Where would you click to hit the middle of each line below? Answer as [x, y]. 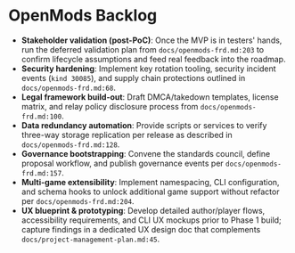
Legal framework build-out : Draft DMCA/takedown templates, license [150, 97]
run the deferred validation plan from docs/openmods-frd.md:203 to [143, 49]
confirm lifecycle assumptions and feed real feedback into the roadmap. [153, 59]
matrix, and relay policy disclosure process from [110, 106]
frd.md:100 [41, 117]
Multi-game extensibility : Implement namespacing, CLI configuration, [150, 182]
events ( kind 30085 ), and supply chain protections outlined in [133, 78]
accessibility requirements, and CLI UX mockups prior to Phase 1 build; [151, 220]
